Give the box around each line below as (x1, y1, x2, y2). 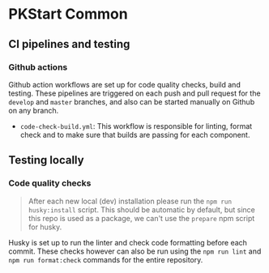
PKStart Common (8, 5, 128, 23)
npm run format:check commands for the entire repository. (8, 254, 203, 264)
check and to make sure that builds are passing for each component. (19, 130, 250, 139)
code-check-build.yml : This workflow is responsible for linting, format (19, 121, 253, 130)
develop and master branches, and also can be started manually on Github (8, 96, 255, 106)
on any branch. (8, 105, 59, 115)
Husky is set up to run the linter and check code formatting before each (8, 237, 247, 247)
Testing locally (8, 153, 84, 167)
